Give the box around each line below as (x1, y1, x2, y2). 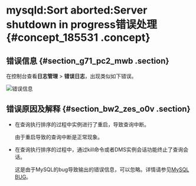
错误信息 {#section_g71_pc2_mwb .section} (6, 56, 169, 66)
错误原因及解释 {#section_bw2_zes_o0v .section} (6, 104, 191, 114)
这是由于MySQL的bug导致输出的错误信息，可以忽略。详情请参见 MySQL (14, 166, 190, 173)
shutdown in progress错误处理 (6, 18, 158, 31)
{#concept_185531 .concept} (6, 31, 151, 44)
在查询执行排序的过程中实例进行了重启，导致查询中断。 (14, 120, 149, 128)
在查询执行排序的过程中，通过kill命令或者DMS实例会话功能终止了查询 (14, 146, 184, 153)
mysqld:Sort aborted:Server (6, 4, 148, 17)
